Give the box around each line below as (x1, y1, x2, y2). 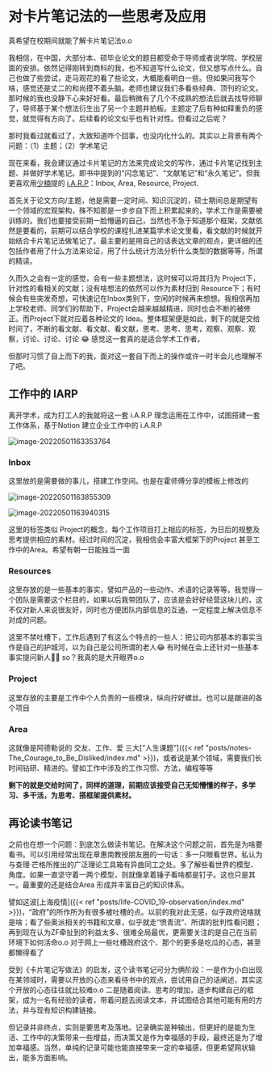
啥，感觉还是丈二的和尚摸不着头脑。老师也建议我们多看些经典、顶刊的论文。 (8, 82, 263, 93)
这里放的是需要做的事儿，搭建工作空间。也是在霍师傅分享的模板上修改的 (8, 476, 248, 486)
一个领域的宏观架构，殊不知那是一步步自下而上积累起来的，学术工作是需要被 (8, 205, 263, 215)
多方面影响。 (29, 1052, 73, 1062)
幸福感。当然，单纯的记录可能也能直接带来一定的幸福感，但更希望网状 (15, 1043, 248, 1052)
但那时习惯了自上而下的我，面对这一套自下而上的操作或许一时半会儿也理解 (8, 351, 256, 361)
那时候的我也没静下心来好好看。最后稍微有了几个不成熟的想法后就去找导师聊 (8, 93, 263, 103)
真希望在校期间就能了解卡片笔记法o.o (8, 36, 132, 45)
